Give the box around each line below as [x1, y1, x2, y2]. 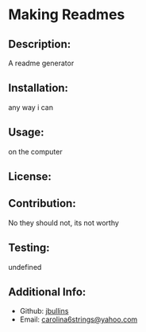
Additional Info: [8, 285, 86, 299]
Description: [8, 37, 71, 51]
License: [8, 170, 52, 184]
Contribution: [8, 197, 77, 210]
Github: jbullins [19, 307, 69, 316]
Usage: [8, 126, 45, 139]
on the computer [8, 146, 63, 156]
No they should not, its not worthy [8, 217, 119, 228]
